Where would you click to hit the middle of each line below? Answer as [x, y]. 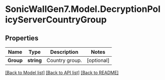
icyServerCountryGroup [56, 20]
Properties [22, 38]
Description [64, 52]
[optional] [98, 60]
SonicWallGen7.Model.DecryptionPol [83, 9]
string [35, 60]
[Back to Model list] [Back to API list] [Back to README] [62, 73]
